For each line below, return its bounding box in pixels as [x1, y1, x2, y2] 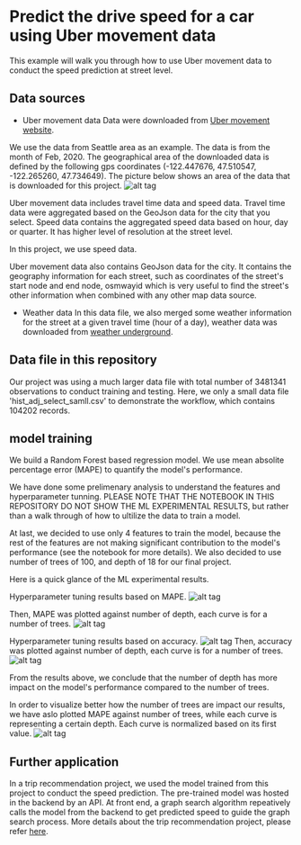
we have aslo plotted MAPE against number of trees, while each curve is [9, 709, 278, 720]
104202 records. [9, 405, 71, 416]
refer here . [9, 826, 49, 837]
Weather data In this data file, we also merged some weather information [22, 307, 292, 318]
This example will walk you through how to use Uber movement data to [9, 55, 272, 66]
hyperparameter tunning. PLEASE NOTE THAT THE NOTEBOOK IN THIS [9, 491, 275, 502]
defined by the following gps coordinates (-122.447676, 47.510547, [9, 160, 257, 172]
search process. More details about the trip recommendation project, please [9, 816, 292, 827]
